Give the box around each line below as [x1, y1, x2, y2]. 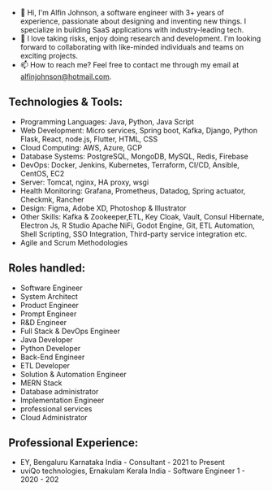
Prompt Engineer [19, 309, 77, 319]
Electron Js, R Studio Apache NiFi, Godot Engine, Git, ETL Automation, [19, 220, 256, 230]
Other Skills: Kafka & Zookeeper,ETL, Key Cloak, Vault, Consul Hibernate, [19, 211, 265, 221]
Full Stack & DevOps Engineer [19, 326, 120, 336]
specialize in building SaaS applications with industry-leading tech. [19, 25, 244, 34]
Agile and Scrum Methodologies [19, 237, 128, 247]
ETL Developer [19, 360, 71, 370]
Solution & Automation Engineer [19, 369, 127, 379]
